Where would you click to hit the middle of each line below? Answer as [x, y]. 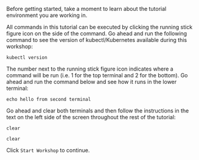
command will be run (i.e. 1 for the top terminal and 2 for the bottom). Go [97, 75]
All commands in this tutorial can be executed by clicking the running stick [100, 27]
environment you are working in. [47, 15]
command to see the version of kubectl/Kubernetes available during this [97, 40]
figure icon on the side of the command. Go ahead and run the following [97, 33]
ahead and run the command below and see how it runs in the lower [92, 82]
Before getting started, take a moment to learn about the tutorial [86, 9]
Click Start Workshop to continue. [48, 150]
